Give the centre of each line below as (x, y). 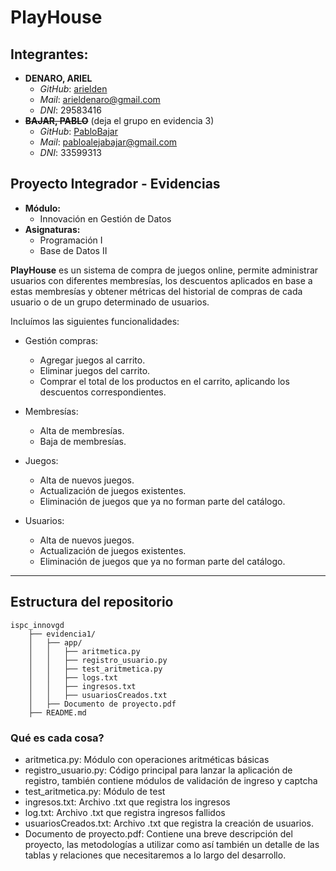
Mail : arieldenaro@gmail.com (100, 99)
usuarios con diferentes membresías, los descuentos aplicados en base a (161, 280)
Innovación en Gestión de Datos (105, 218)
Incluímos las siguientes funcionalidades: (95, 321)
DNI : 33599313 (70, 152)
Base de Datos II (73, 250)
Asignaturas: (52, 229)
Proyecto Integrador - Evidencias (115, 184)
